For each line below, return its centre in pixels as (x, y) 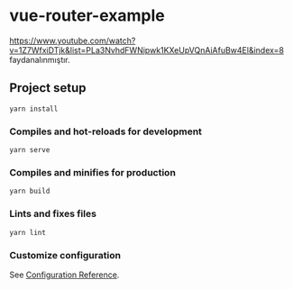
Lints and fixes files (53, 214)
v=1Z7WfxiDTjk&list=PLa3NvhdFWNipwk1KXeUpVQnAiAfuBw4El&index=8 (146, 50)
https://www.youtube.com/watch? (73, 41)
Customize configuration (65, 255)
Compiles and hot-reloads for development (106, 131)
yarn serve (30, 150)
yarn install (34, 109)
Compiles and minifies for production (92, 172)
